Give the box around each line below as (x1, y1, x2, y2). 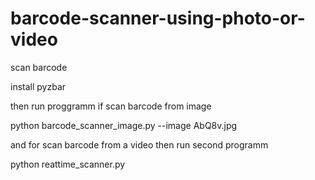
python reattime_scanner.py (10, 158, 126, 170)
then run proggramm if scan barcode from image (10, 100, 212, 112)
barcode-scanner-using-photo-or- (10, 7, 306, 30)
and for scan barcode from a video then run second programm (10, 138, 269, 151)
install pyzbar (10, 80, 67, 92)
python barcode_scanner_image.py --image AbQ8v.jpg (10, 119, 238, 131)
